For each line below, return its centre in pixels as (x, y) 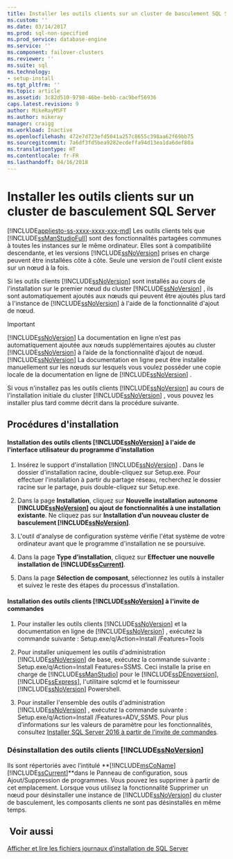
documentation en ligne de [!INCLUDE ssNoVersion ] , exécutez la (110, 631)
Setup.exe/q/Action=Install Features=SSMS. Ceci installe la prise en (114, 667)
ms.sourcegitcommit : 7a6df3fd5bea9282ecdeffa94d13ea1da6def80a (101, 143)
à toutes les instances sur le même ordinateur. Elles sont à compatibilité (109, 245)
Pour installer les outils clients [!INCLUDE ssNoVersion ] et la (102, 624)
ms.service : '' (29, 46)
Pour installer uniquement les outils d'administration (91, 652)
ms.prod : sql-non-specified (48, 33)
